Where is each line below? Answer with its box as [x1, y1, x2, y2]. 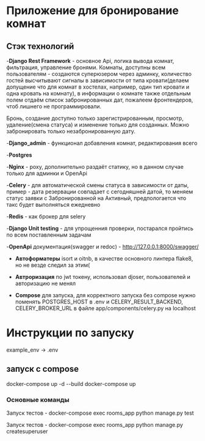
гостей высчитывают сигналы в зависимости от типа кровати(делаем [6, 77, 189, 84]
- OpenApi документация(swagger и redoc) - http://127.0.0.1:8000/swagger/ [6, 243, 199, 250]
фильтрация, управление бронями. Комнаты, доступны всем [6, 64, 166, 71]
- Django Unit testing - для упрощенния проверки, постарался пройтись [6, 224, 193, 232]
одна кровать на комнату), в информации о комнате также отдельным [6, 90, 191, 97]
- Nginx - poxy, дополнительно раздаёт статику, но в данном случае [6, 163, 184, 170]
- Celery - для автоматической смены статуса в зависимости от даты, [6, 182, 189, 188]
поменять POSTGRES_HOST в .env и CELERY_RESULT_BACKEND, [15, 298, 183, 305]
